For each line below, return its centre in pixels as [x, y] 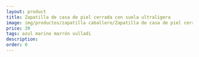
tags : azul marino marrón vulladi [49, 34]
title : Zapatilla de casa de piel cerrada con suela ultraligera [88, 17]
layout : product [26, 12]
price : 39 [18, 28]
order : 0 [17, 45]
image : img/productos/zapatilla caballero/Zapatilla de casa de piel [94, 23]
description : [22, 39]
